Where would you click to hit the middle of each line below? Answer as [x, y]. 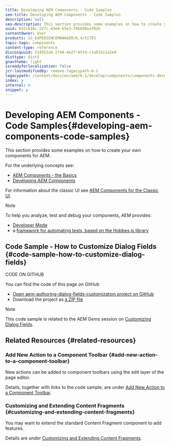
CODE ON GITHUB [25, 275]
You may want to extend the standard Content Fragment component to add [83, 423]
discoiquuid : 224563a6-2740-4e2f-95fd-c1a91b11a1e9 [61, 52]
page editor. [18, 377]
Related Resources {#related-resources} [71, 340]
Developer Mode [30, 225]
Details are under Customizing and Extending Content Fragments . [74, 438]
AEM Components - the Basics [45, 175]
